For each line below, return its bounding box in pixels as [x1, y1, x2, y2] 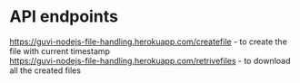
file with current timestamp [9, 45, 111, 56]
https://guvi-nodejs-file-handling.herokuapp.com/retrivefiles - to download [9, 55, 291, 66]
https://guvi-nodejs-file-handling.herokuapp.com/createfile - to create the [9, 36, 288, 47]
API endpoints [9, 6, 118, 27]
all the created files [9, 65, 82, 76]
